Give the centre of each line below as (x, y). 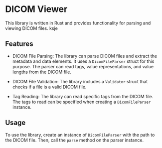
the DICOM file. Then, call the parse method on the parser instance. (74, 140)
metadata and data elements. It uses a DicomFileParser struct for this (83, 61)
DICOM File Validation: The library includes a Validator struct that (80, 81)
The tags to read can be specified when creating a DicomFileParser (81, 102)
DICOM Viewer (36, 9)
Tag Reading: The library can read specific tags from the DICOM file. (83, 96)
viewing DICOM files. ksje (32, 28)
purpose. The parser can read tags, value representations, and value (83, 66)
